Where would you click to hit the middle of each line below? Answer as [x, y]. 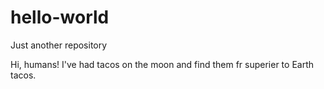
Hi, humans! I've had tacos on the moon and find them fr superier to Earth [162, 64]
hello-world [60, 17]
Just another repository [59, 45]
